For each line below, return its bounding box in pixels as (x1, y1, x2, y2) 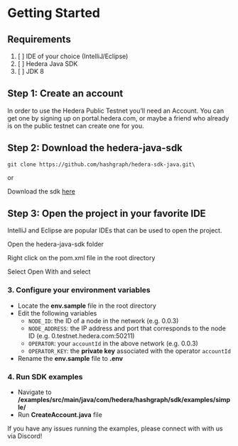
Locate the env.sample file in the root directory (17, 301, 156, 310)
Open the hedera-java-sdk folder (7, 240, 104, 249)
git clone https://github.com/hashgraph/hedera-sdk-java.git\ (7, 161, 195, 168)
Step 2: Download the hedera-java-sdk (7, 142, 183, 154)
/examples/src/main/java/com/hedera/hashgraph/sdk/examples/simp (17, 396, 231, 404)
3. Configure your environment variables (7, 285, 151, 295)
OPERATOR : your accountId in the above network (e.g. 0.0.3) (28, 339, 199, 347)
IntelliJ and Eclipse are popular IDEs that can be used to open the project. (7, 226, 222, 235)
